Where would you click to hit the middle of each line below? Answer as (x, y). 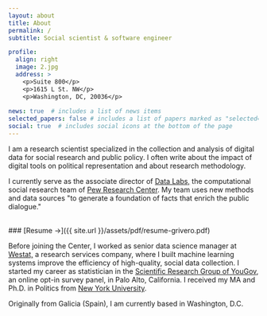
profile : (23, 53)
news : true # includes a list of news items (85, 111)
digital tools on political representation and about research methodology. (127, 166)
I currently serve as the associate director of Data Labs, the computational (130, 181)
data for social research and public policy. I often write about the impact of (130, 157)
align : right (37, 60)
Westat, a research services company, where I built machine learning (121, 254)
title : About (30, 23)
